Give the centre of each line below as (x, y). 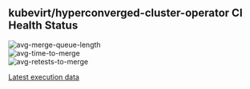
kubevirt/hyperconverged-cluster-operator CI (125, 13)
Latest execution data (44, 77)
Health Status (43, 26)
